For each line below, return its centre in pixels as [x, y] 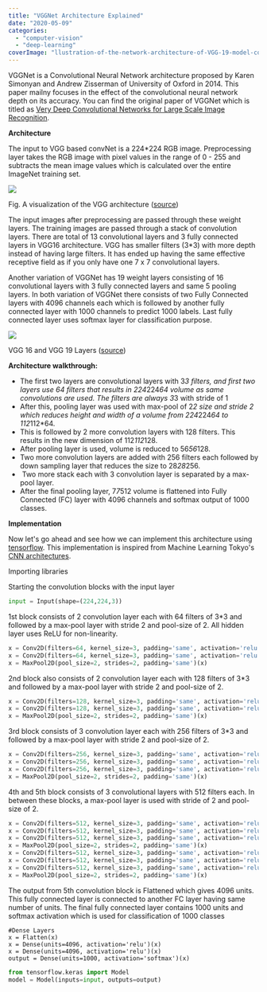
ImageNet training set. [44, 174]
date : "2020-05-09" [41, 23]
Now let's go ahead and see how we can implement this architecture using [130, 539]
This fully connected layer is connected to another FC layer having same [127, 899]
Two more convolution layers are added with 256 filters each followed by [139, 457]
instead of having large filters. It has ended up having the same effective [127, 253]
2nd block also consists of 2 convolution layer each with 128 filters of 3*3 [129, 678]
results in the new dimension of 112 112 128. [89, 440]
